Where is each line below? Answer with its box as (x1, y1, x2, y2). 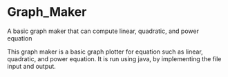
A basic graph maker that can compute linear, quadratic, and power (7, 27, 199, 35)
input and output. (7, 62, 57, 70)
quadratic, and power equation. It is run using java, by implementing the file (7, 54, 222, 63)
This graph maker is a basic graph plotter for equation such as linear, (7, 47, 203, 56)
